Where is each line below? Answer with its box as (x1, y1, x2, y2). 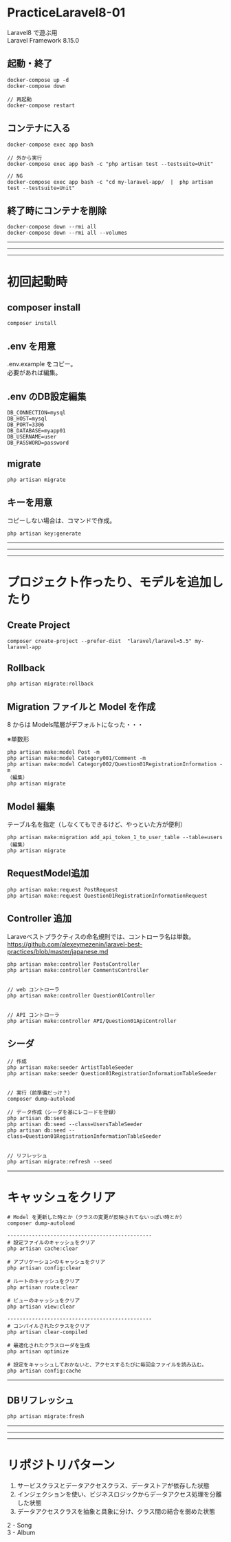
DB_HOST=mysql (7, 415, 48, 422)
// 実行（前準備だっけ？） (7, 1089, 74, 1096)
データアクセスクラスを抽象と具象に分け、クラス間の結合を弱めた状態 (16, 1508, 215, 1516)
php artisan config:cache (7, 1368, 81, 1375)
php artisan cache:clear (7, 1245, 78, 1252)
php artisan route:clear (7, 1284, 78, 1291)
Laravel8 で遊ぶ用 (7, 28, 58, 36)
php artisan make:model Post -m (7, 749, 100, 756)
